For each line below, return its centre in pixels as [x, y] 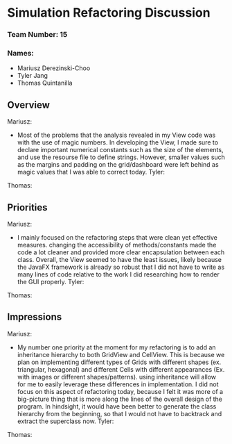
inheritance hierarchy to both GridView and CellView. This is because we [121, 354]
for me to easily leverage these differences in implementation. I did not [118, 384]
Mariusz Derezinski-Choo [54, 68]
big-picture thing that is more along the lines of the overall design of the [120, 399]
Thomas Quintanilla [45, 83]
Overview [29, 105]
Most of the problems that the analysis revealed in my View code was [116, 135]
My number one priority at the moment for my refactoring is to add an [116, 347]
